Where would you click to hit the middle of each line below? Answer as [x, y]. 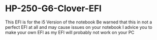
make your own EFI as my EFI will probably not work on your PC [70, 32]
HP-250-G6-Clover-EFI [53, 9]
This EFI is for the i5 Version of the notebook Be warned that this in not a [79, 22]
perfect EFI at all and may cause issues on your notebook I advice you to [79, 27]
